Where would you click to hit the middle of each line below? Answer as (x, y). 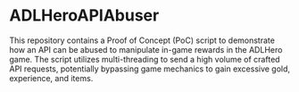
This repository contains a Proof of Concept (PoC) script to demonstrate (142, 40)
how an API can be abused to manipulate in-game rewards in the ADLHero (146, 49)
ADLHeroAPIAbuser (84, 16)
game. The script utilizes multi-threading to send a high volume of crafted (145, 59)
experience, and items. (51, 78)
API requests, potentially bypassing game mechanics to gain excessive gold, (150, 69)
